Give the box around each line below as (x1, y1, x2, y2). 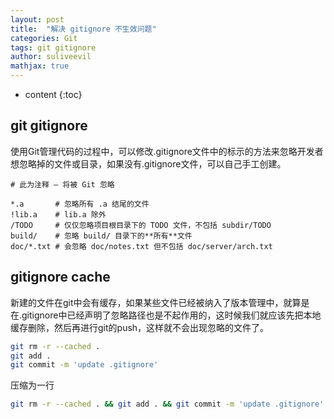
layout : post (10, 14, 65, 25)
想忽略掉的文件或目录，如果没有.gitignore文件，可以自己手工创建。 (10, 157, 287, 170)
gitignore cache (10, 269, 111, 286)
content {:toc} (24, 89, 83, 100)
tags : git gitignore (10, 42, 97, 53)
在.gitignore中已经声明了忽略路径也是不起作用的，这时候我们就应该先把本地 (10, 309, 322, 321)
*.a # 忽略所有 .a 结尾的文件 (10, 199, 150, 209)
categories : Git (10, 33, 78, 43)
